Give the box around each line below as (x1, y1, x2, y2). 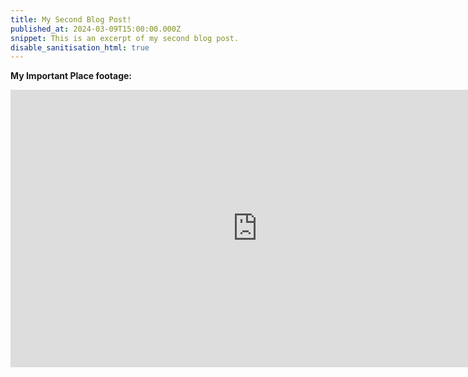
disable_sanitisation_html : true (10, 42, 150, 53)
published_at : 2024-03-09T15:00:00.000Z (10, 24, 182, 34)
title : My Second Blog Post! (10, 14, 132, 25)
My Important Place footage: (10, 70, 133, 82)
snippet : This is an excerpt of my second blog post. (10, 33, 240, 43)
